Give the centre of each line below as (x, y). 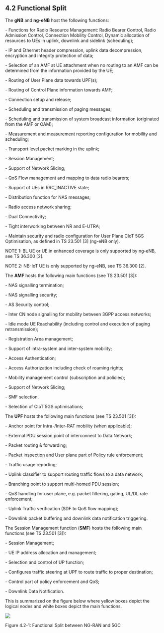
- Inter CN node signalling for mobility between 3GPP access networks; (78, 314)
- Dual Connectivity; (26, 216)
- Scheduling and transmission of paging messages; (58, 109)
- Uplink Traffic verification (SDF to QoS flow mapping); (62, 508)
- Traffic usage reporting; (31, 464)
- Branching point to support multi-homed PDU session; (62, 484)
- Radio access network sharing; (39, 207)
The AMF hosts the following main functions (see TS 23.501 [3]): (71, 275)
